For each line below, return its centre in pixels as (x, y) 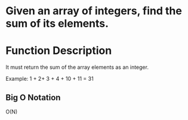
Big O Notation (33, 97)
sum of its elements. (57, 23)
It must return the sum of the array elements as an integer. (77, 67)
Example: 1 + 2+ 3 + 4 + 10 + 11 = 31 (50, 79)
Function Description (59, 51)
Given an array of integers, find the (94, 11)
